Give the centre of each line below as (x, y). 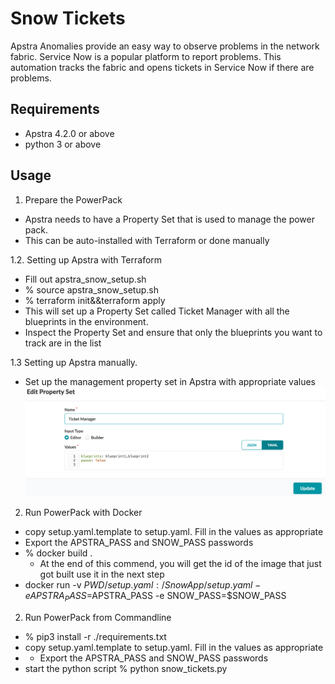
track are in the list (63, 343)
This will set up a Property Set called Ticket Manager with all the (157, 311)
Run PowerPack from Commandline (98, 618)
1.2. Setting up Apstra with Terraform (86, 259)
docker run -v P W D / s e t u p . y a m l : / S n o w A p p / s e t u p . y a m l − (143, 585)
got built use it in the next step (102, 574)
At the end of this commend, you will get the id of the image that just (180, 564)
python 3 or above (63, 144)
